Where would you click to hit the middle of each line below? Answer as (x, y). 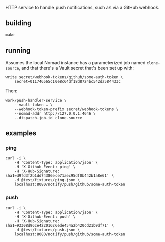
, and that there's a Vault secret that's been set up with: (76, 68)
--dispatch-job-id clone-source (48, 118)
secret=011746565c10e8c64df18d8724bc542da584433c (68, 81)
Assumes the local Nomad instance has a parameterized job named (75, 62)
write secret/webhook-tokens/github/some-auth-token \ (64, 77)
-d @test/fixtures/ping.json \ (47, 180)
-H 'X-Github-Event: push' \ (45, 217)
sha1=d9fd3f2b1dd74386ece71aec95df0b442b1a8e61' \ (60, 176)
